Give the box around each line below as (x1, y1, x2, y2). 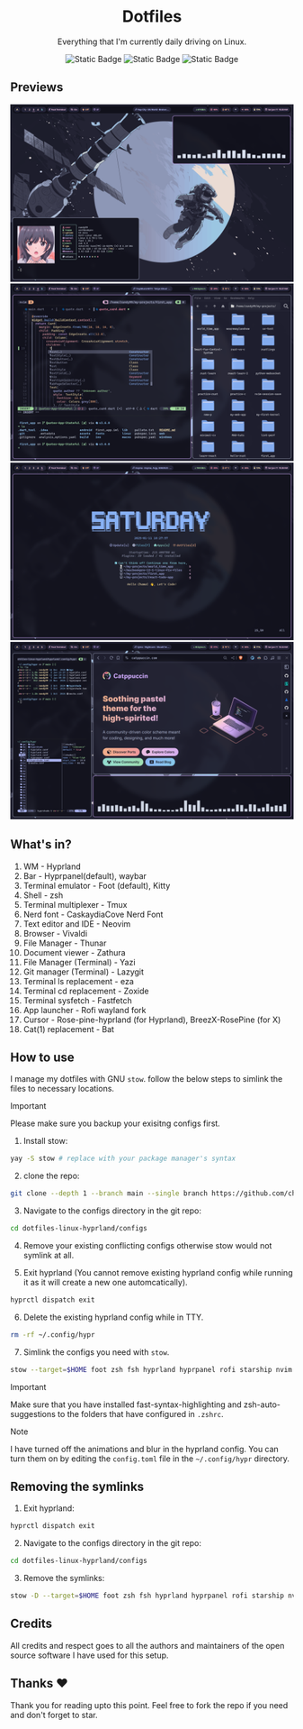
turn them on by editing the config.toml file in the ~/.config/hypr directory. (10, 1453, 290, 1464)
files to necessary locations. (10, 1084, 115, 1094)
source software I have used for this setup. (10, 1650, 169, 1660)
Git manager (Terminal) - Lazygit (22, 966, 145, 977)
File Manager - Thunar (22, 938, 107, 948)
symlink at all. (22, 1250, 75, 1260)
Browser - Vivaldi (22, 928, 88, 938)
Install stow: (22, 1136, 68, 1147)
